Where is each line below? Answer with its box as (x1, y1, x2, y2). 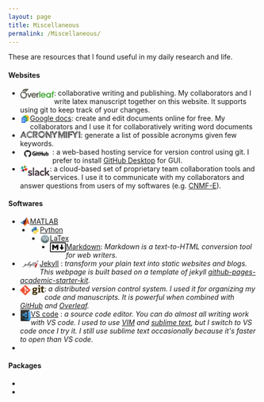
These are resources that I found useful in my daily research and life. (8, 52, 233, 62)
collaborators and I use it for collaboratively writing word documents (29, 121, 253, 131)
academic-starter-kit (19, 275, 89, 285)
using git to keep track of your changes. (19, 105, 151, 114)
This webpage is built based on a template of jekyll (39, 266, 207, 277)
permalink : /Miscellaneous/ (8, 29, 101, 37)
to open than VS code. (19, 334, 94, 344)
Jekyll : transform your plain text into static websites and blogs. (39, 258, 247, 268)
